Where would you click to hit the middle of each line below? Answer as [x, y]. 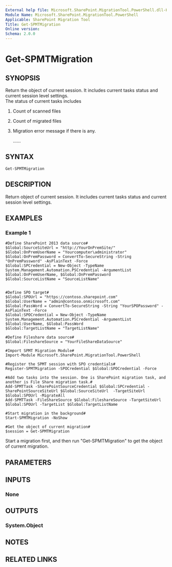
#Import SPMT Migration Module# [40, 351]
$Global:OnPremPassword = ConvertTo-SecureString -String [68, 257]
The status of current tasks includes [44, 101]
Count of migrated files [37, 121]
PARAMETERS [28, 462]
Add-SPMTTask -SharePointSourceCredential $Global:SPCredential [75, 387]
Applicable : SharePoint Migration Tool [48, 19]
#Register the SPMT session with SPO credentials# [60, 364]
